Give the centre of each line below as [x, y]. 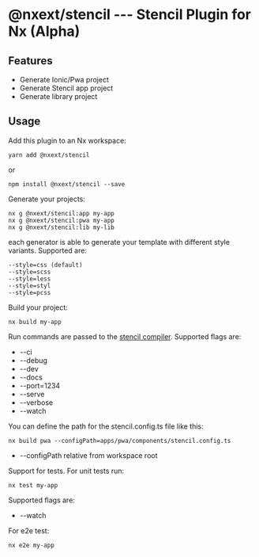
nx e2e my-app [32, 545]
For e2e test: [29, 530]
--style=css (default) [45, 265]
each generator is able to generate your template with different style [119, 242]
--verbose [36, 402]
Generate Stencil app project [66, 88]
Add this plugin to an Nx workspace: [67, 140]
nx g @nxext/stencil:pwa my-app [61, 220]
